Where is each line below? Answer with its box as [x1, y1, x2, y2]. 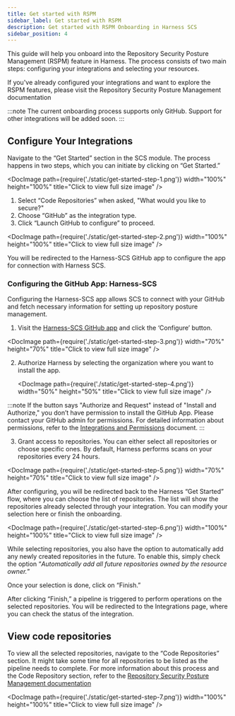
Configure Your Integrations [7, 135, 133, 147]
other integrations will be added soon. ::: [7, 115, 125, 123]
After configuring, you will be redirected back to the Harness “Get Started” [7, 487, 224, 496]
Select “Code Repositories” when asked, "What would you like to [17, 196, 206, 205]
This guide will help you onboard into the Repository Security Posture [7, 50, 210, 58]
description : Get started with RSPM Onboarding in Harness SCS [7, 23, 198, 30]
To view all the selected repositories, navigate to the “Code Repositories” [7, 649, 220, 658]
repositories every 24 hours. [17, 452, 100, 461]
